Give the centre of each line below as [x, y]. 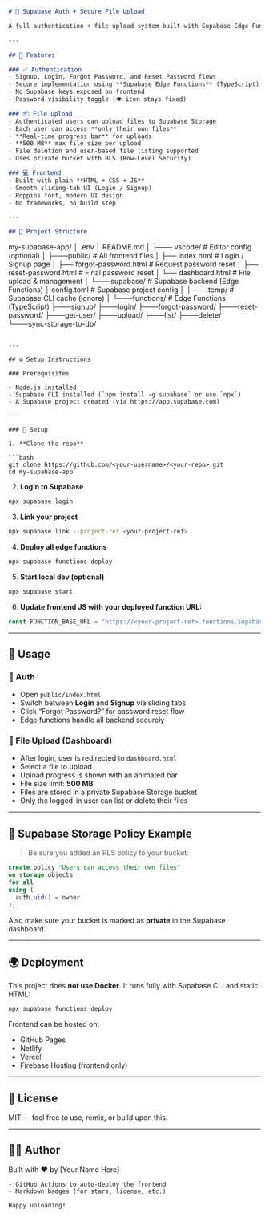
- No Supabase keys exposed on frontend [77, 92]
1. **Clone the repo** [46, 444]
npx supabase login [41, 501]
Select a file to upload [56, 767]
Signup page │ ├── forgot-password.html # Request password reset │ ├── [133, 264]
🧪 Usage [29, 654]
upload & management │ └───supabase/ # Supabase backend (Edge [124, 282]
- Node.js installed [43, 388]
